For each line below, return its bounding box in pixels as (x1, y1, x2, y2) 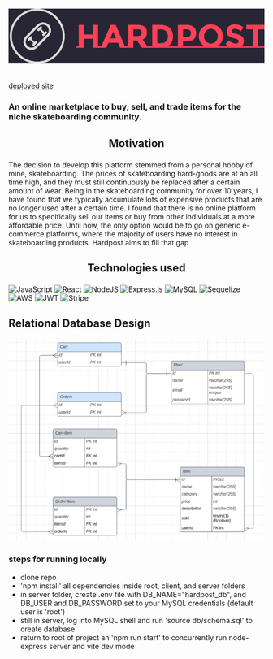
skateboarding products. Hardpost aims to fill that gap (8, 237, 189, 247)
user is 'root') (19, 606, 66, 617)
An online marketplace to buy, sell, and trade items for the (8, 102, 242, 113)
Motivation (108, 137, 165, 150)
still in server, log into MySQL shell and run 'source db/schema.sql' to (19, 615, 253, 625)
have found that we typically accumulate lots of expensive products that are (8, 194, 262, 204)
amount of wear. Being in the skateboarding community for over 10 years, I (8, 185, 258, 195)
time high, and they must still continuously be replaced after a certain (8, 177, 240, 187)
